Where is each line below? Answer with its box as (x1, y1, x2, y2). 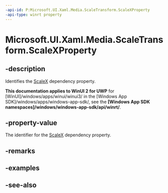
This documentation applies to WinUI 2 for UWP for (5, 88, 115, 94)
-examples (5, 164, 40, 172)
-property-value (5, 118, 58, 127)
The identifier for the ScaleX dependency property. (5, 132, 111, 138)
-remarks (5, 147, 35, 155)
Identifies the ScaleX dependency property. (5, 78, 96, 84)
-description (5, 65, 45, 73)
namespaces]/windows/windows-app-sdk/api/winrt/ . (5, 104, 121, 110)
